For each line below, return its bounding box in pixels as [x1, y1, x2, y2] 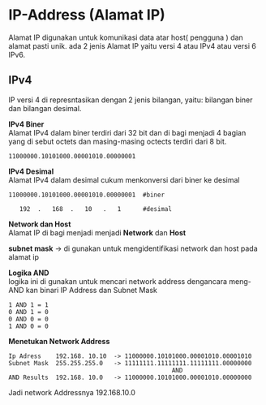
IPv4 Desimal [8, 166, 54, 176]
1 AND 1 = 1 [8, 300, 49, 309]
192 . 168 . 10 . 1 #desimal [19, 205, 173, 213]
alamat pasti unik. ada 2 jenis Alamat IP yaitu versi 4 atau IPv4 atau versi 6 [8, 41, 257, 50]
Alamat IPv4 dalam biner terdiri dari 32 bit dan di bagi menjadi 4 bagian [8, 127, 247, 137]
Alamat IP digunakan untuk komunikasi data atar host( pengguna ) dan [8, 32, 243, 42]
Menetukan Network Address [8, 336, 110, 346]
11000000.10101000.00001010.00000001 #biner [8, 191, 165, 199]
